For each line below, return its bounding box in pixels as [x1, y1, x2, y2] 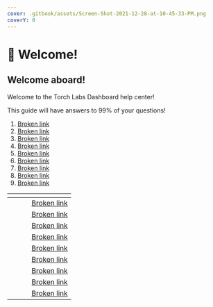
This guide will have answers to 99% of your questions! [7, 106, 166, 115]
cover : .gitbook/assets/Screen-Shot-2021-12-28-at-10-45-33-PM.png [7, 10, 207, 17]
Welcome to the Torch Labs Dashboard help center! [7, 92, 155, 101]
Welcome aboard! [7, 74, 85, 86]
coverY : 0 [7, 17, 36, 24]
